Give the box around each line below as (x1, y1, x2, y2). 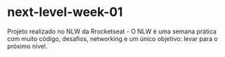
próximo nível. (7, 42, 48, 50)
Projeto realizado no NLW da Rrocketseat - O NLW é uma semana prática (7, 27, 217, 35)
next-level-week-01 (7, 4, 123, 20)
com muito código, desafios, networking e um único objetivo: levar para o (7, 34, 218, 42)
